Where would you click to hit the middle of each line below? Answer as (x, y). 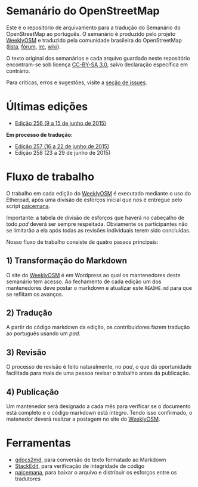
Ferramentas (39, 443)
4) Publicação (33, 392)
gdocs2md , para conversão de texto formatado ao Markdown (90, 460)
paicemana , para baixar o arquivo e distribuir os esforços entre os (96, 472)
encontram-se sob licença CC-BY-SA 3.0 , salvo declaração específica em (97, 65)
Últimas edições (47, 107)
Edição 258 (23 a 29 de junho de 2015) (63, 152)
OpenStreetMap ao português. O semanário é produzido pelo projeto (91, 33)
